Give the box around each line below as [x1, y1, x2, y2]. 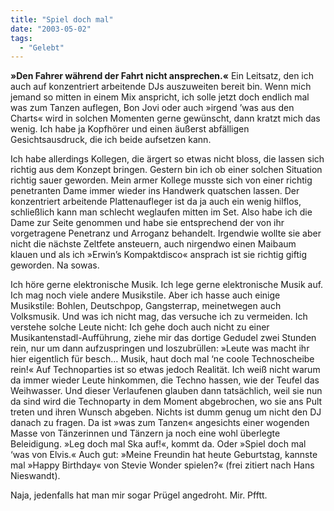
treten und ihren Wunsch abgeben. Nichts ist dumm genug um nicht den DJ [10, 406, 322, 418]
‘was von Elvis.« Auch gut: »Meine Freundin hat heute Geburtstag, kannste [10, 449, 318, 461]
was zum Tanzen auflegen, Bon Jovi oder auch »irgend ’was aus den [10, 102, 295, 114]
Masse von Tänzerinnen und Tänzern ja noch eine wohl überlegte [10, 427, 281, 440]
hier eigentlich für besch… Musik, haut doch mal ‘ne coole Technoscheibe [10, 353, 315, 365]
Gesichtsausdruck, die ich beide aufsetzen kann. [10, 134, 212, 146]
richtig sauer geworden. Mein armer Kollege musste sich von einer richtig [10, 174, 313, 186]
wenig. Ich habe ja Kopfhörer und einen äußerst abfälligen [10, 123, 250, 135]
